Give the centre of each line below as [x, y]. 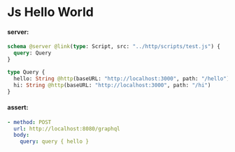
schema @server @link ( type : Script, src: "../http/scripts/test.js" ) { [114, 47]
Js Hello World [51, 12]
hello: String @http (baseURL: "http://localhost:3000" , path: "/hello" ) [122, 78]
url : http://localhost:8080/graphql [67, 129]
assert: [18, 107]
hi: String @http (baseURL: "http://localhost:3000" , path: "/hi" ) [112, 85]
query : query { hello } [55, 142]
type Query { [26, 73]
